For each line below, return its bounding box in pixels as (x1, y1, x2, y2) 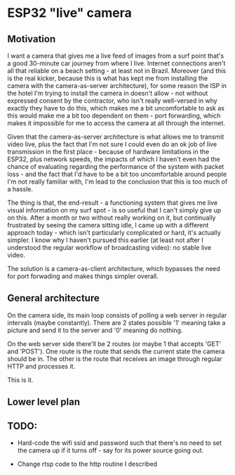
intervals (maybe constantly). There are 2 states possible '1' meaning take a (7, 318, 226, 327)
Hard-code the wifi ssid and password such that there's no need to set (17, 438, 222, 448)
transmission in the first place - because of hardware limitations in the (7, 148, 210, 156)
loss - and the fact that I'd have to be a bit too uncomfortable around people (7, 170, 227, 178)
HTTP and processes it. (7, 362, 76, 370)
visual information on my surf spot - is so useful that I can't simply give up (7, 206, 222, 214)
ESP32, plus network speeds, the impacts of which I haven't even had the (7, 155, 220, 163)
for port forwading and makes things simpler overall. (7, 272, 159, 280)
